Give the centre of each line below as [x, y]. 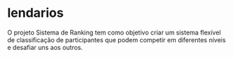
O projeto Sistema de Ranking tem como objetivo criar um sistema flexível [114, 32]
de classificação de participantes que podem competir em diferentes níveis [117, 39]
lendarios [36, 13]
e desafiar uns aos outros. [45, 47]
